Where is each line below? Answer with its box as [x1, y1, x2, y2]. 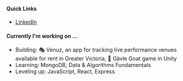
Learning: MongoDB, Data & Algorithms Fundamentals [15, 62, 151, 69]
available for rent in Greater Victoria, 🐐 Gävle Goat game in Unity [15, 55, 177, 62]
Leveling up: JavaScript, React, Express [15, 68, 115, 76]
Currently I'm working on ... [6, 32, 78, 40]
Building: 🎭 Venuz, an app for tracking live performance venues [15, 46, 177, 54]
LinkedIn [15, 18, 37, 26]
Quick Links [6, 5, 37, 12]
